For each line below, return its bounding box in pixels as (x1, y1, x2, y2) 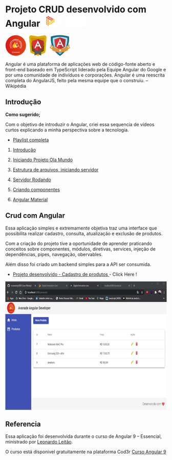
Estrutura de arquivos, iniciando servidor (12, 166, 99, 172)
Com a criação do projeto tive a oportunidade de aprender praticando (5, 240, 153, 246)
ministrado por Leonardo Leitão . (5, 439, 73, 445)
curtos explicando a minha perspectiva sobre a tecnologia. (5, 127, 129, 133)
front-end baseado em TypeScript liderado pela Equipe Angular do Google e (5, 66, 166, 72)
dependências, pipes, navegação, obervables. (5, 251, 103, 257)
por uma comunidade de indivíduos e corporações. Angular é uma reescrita (5, 72, 165, 78)
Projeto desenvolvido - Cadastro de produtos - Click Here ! (12, 271, 137, 277)
